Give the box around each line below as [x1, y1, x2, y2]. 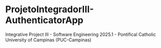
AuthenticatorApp [5, 14, 84, 26]
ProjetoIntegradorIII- [5, 4, 94, 15]
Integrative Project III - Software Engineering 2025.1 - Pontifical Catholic [5, 31, 156, 37]
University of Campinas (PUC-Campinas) [5, 37, 92, 43]
